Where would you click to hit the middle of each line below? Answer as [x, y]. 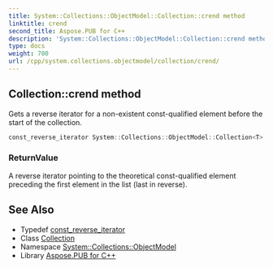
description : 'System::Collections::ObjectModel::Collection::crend [127, 39]
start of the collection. [45, 122]
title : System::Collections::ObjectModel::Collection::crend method [127, 16]
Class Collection [48, 238]
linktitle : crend [38, 24]
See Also [31, 210]
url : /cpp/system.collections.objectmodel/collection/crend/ [114, 62]
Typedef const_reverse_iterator [73, 229]
